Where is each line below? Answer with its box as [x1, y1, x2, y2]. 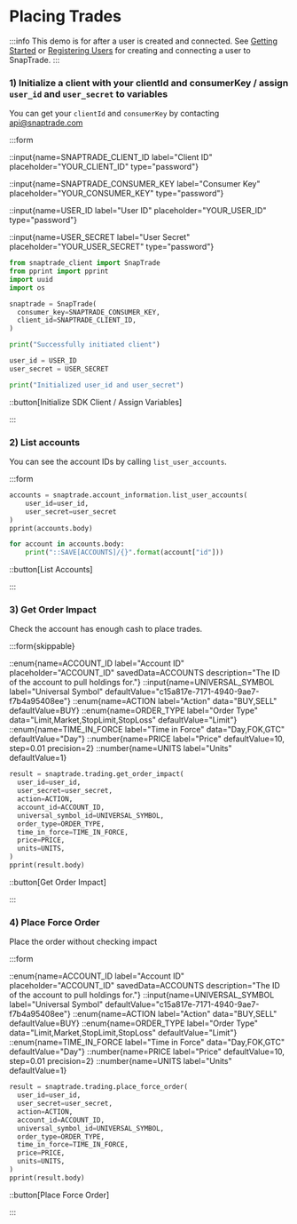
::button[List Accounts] [9, 564, 93, 575]
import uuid [9, 275, 53, 284]
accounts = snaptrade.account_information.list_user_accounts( [9, 491, 248, 500]
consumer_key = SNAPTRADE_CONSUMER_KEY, [17, 308, 161, 316]
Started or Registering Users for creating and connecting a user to [9, 44, 251, 55]
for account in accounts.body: [9, 540, 125, 548]
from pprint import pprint [9, 267, 109, 276]
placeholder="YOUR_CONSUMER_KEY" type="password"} [9, 188, 224, 199]
